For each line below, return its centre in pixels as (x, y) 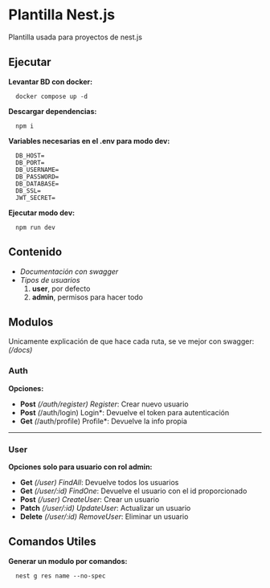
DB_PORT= (30, 162)
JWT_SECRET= (36, 198)
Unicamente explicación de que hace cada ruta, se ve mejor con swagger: (131, 341)
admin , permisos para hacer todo (87, 297)
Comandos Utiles (52, 542)
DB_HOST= (30, 155)
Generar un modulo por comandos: (68, 561)
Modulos (31, 322)
